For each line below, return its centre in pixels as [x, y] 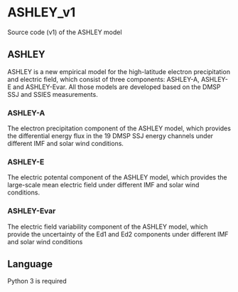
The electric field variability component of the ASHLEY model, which [108, 226]
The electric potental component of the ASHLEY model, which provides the [117, 177]
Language [30, 264]
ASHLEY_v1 [42, 12]
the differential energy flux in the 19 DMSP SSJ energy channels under [110, 136]
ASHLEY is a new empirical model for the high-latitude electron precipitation [119, 71]
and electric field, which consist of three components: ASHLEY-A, [104, 79]
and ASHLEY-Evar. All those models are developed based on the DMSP [117, 87]
